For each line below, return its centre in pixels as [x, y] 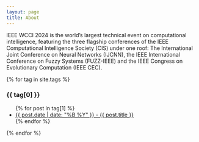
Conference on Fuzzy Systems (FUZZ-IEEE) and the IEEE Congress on [95, 61]
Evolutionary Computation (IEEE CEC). [54, 67]
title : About [23, 18]
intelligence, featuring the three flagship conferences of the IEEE [88, 41]
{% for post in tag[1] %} [45, 108]
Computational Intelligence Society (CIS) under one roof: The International [100, 48]
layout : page [23, 12]
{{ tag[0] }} [23, 95]
